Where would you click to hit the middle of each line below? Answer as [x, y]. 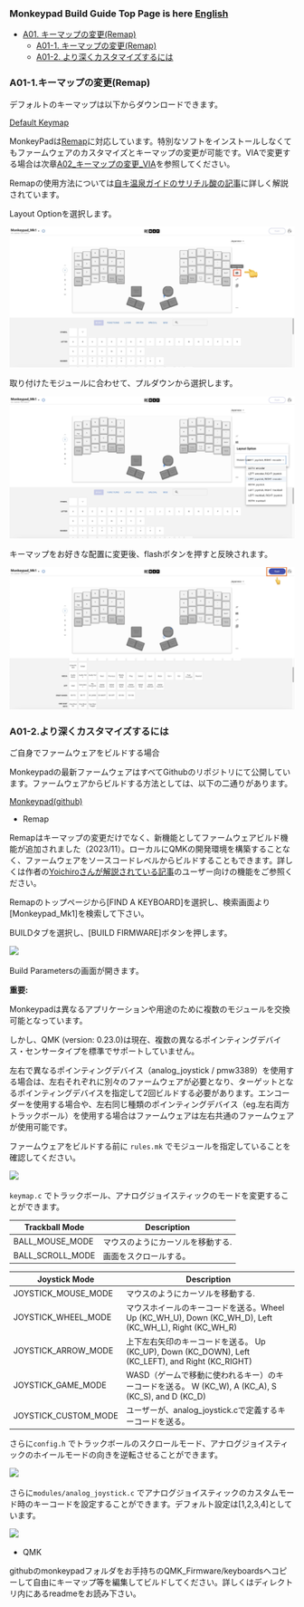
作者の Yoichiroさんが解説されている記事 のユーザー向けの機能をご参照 [155, 871]
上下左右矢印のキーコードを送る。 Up [196, 1341]
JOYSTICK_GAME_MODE [60, 1385]
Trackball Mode [54, 1227]
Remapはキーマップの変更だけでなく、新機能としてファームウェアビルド [145, 837]
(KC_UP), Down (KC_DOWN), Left [188, 1352]
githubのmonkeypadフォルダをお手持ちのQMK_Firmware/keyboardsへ [140, 1571]
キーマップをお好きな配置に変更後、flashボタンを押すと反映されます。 [141, 553]
